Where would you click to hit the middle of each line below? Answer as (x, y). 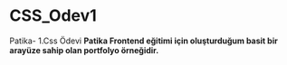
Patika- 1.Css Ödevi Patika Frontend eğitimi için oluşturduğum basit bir (143, 41)
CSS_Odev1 (53, 16)
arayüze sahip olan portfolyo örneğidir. (84, 50)
